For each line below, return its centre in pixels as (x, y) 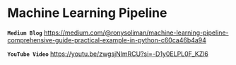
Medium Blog (25, 33)
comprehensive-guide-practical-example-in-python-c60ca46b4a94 (107, 40)
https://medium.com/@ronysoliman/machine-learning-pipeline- (136, 32)
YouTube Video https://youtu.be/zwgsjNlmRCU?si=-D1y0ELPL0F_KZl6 (108, 54)
